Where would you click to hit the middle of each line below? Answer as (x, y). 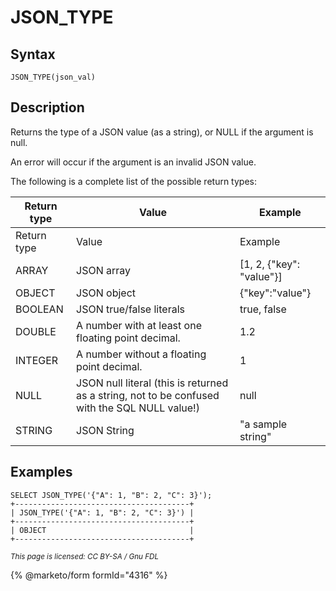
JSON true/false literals (130, 309)
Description (47, 107)
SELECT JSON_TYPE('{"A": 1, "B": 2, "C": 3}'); (111, 495)
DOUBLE (36, 331)
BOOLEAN (39, 309)
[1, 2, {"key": (269, 264)
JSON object (106, 293)
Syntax (33, 54)
